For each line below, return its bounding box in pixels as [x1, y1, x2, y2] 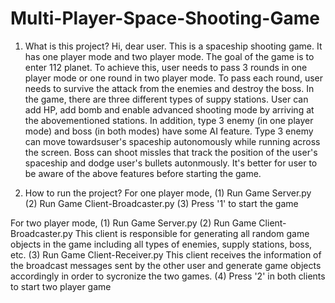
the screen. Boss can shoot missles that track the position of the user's [24, 146, 318, 158]
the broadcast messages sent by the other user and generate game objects [10, 259, 322, 271]
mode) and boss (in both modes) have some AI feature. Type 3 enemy [24, 125, 314, 137]
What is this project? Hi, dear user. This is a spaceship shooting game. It [24, 40, 323, 52]
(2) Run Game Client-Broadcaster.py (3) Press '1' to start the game [24, 197, 299, 209]
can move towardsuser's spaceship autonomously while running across [24, 135, 321, 147]
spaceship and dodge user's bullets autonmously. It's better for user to [24, 157, 318, 169]
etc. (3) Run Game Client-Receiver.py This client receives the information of [10, 248, 322, 261]
